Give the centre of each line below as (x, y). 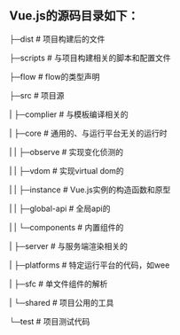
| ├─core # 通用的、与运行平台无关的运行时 (88, 133)
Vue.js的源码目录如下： (74, 16)
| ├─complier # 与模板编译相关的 (69, 114)
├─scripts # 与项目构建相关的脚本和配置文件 (90, 58)
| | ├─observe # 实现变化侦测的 (67, 152)
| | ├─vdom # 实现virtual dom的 (67, 170)
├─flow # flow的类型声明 (55, 76)
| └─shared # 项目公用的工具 (62, 302)
